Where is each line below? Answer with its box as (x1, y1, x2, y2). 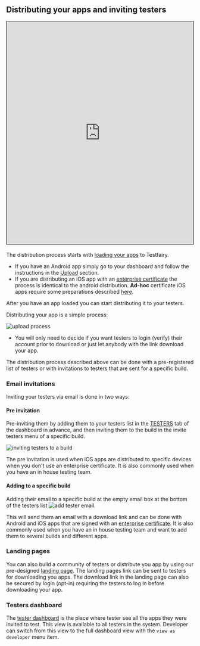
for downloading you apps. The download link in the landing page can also (6, 573, 189, 580)
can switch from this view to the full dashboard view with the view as (6, 627, 176, 634)
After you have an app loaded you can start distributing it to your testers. (6, 299, 185, 306)
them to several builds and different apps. (6, 532, 108, 539)
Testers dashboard (6, 601, 62, 609)
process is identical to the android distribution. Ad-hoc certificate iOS (14, 281, 186, 288)
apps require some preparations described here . (14, 288, 134, 295)
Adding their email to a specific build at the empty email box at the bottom (6, 495, 187, 502)
